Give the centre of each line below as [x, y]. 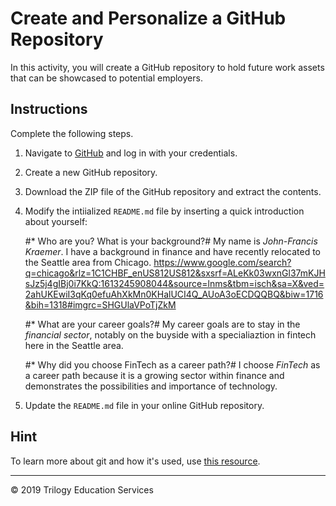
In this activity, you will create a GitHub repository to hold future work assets [167, 67]
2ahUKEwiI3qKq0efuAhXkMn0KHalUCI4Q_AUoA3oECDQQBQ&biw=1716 [174, 294]
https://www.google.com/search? [222, 262]
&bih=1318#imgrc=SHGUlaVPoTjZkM [100, 304]
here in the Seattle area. [74, 345]
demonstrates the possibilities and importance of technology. [151, 386]
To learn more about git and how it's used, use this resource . [135, 461]
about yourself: [56, 221]
